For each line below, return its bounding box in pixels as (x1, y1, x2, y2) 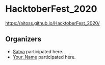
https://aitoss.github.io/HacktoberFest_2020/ (5, 20, 100, 26)
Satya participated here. (12, 48, 64, 54)
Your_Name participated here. (12, 54, 76, 60)
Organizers (5, 35, 42, 44)
